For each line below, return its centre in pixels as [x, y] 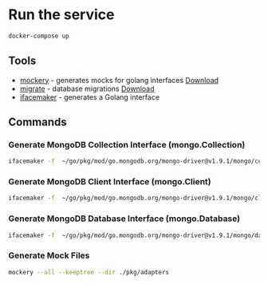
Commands [38, 122]
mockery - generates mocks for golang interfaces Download [119, 80]
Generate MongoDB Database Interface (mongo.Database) [124, 219]
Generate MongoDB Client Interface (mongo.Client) [110, 182]
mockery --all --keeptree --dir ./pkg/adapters [89, 272]
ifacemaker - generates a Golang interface [90, 97]
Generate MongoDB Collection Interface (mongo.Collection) [127, 144]
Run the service [61, 15]
